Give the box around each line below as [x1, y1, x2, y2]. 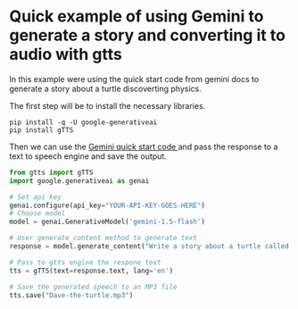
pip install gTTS [9, 125, 74, 135]
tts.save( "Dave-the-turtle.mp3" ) [9, 290, 134, 300]
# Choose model [9, 209, 66, 218]
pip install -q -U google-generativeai [9, 118, 158, 127]
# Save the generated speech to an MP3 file [9, 282, 178, 291]
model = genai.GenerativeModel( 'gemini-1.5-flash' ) [9, 217, 205, 227]
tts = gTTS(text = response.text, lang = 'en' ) [9, 266, 174, 275]
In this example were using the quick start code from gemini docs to [9, 73, 260, 84]
